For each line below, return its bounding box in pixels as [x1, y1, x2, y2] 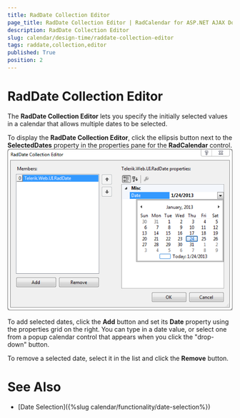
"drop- [194, 332, 214, 341]
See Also [7, 379, 61, 395]
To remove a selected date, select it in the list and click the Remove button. [7, 354, 229, 362]
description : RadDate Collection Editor [7, 26, 130, 34]
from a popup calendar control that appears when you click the [7, 332, 194, 341]
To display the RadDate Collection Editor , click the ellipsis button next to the [7, 133, 233, 142]
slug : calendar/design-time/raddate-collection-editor [7, 34, 174, 41]
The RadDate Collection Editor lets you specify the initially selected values [7, 111, 229, 121]
